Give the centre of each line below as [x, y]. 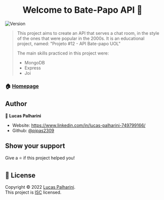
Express [33, 68]
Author [16, 104]
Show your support [35, 146]
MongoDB [35, 62]
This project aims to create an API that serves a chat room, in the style [88, 33]
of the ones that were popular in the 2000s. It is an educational [81, 38]
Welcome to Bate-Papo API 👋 [82, 10]
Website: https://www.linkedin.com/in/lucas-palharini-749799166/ [79, 125]
